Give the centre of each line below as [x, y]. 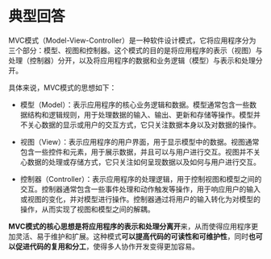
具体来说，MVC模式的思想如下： [63, 87]
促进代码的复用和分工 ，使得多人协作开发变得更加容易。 [107, 246]
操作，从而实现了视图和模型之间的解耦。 [87, 209]
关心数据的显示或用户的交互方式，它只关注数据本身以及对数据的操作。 [144, 125]
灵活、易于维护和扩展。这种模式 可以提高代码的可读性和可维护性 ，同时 [131, 236]
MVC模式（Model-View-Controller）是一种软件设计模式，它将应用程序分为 [132, 40]
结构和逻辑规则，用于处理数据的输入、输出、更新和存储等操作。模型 [140, 114]
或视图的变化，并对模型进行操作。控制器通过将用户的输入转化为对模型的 [140, 199]
